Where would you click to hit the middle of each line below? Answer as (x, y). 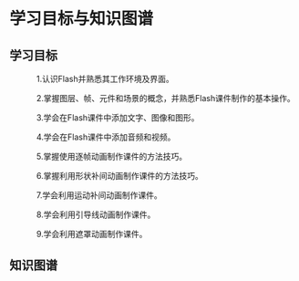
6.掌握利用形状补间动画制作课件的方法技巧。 (119, 176)
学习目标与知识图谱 (82, 19)
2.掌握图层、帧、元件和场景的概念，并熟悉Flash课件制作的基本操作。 (166, 98)
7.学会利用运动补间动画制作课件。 (99, 195)
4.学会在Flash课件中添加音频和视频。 (106, 137)
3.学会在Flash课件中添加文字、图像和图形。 (118, 118)
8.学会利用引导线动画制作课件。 (96, 214)
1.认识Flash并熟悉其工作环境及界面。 (105, 79)
